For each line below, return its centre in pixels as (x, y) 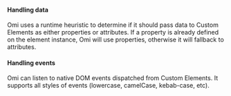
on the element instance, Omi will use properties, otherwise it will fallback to (116, 40)
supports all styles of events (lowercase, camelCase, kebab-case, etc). (108, 86)
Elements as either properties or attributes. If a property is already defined (113, 32)
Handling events (31, 63)
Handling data (28, 10)
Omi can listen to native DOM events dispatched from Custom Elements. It (113, 78)
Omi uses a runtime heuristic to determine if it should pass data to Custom (113, 25)
